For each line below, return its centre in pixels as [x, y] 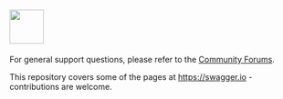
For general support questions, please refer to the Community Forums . [142, 59]
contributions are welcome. [61, 86]
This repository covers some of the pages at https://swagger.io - [131, 76]
